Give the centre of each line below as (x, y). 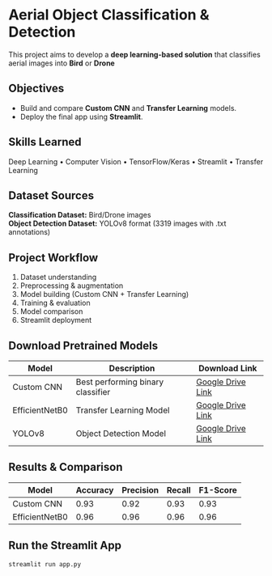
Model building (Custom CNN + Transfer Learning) (104, 294)
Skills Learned (45, 142)
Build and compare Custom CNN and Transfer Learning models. (128, 108)
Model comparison (51, 311)
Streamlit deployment (56, 320)
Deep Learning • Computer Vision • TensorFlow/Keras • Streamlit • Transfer (136, 161)
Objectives (36, 89)
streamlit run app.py (45, 564)
